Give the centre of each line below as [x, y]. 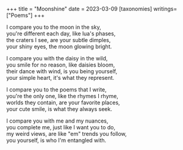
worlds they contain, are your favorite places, [63, 102]
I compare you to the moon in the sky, [54, 27]
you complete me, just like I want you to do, [61, 127]
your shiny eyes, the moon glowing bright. [59, 46]
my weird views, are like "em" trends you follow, [66, 134]
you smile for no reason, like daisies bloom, [61, 65]
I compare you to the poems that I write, [56, 90]
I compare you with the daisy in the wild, [57, 58]
